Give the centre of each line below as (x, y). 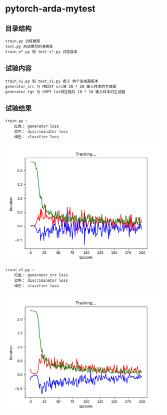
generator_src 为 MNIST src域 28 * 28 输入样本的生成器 (61, 86)
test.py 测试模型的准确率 (29, 47)
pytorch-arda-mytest (50, 9)
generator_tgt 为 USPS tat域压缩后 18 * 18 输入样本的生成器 (65, 92)
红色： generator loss (36, 126)
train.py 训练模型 (23, 41)
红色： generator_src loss (41, 275)
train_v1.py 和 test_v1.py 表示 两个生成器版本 (52, 81)
